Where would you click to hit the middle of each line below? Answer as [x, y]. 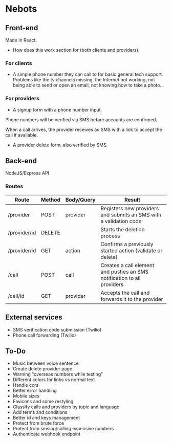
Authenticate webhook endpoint [47, 434]
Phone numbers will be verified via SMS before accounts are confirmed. [81, 119]
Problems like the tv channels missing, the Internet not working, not [84, 80]
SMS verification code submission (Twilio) [57, 329]
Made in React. [21, 40]
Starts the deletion [123, 229]
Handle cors [26, 385]
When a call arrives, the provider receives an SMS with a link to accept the [84, 129]
